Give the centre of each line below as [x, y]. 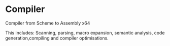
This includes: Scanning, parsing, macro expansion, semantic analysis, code [85, 32]
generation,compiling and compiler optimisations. [57, 38]
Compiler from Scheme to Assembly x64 [48, 23]
